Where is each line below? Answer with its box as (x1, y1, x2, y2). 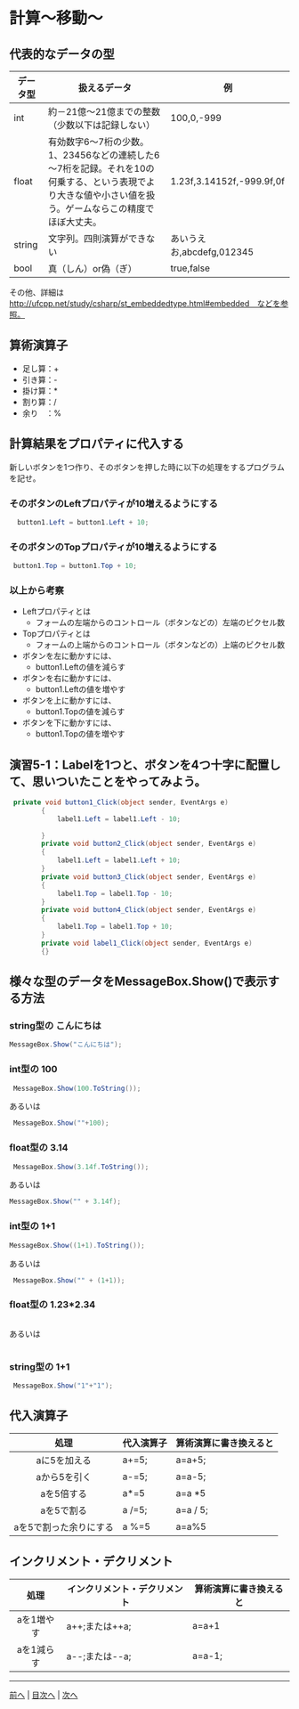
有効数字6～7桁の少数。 (47, 135, 149, 148)
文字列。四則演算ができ (47, 232, 147, 245)
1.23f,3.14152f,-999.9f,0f (170, 175, 285, 187)
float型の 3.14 (9, 1142, 69, 1154)
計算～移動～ (9, 8, 104, 28)
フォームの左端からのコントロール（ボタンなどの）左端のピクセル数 (35, 617, 286, 628)
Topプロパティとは (21, 629, 91, 639)
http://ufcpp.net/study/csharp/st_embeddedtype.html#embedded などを (9, 298, 281, 308)
